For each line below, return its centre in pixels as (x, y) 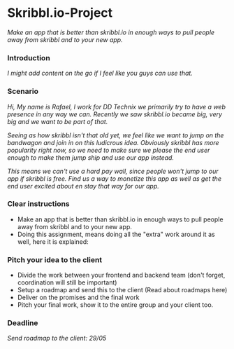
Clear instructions (38, 204)
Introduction (29, 57)
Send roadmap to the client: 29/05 (57, 338)
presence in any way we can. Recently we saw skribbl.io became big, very (115, 114)
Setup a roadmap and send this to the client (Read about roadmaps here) (122, 290)
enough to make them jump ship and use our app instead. (91, 157)
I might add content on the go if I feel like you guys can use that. (100, 73)
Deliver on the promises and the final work (78, 297)
